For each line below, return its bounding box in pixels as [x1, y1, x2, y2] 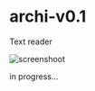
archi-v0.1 [9, 6, 87, 27]
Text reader [9, 36, 52, 47]
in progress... [9, 70, 59, 82]
